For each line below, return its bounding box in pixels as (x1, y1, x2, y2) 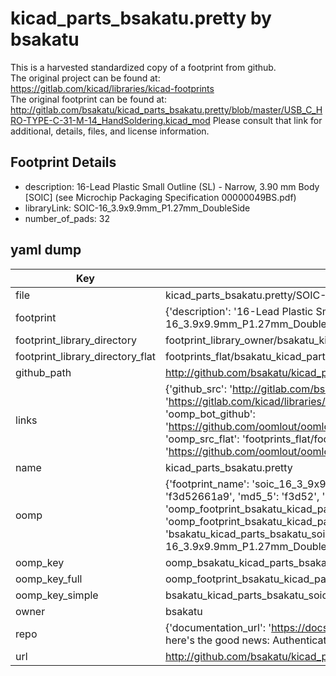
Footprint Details (10, 154, 117, 171)
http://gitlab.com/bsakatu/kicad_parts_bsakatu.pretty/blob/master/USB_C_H (10, 103, 323, 116)
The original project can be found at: (10, 72, 161, 84)
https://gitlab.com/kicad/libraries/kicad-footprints (10, 82, 215, 94)
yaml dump (10, 242, 82, 259)
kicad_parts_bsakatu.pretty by (10, 7, 272, 30)
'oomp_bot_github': (164, 407, 256, 421)
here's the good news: (164, 633, 270, 647)
